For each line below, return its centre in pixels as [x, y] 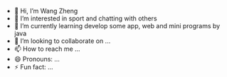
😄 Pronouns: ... [37, 59]
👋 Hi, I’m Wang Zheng [46, 11]
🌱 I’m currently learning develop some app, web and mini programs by [117, 26]
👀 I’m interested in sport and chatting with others [86, 18]
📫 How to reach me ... [47, 49]
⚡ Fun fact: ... [33, 67]
